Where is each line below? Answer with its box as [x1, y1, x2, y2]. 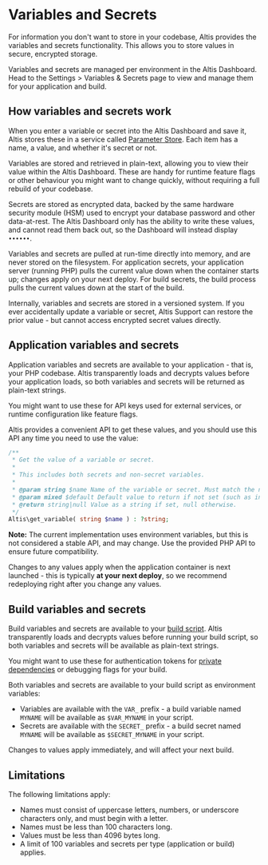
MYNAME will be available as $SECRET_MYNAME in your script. [19, 730, 205, 739]
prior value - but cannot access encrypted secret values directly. [8, 315, 222, 325]
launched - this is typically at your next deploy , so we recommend [8, 571, 227, 580]
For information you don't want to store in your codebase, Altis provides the [8, 32, 257, 42]
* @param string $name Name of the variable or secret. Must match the [11, 485, 255, 493]
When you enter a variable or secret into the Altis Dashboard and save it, [8, 126, 247, 135]
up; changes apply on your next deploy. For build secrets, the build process [8, 274, 257, 284]
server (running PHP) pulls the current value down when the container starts [8, 265, 259, 275]
